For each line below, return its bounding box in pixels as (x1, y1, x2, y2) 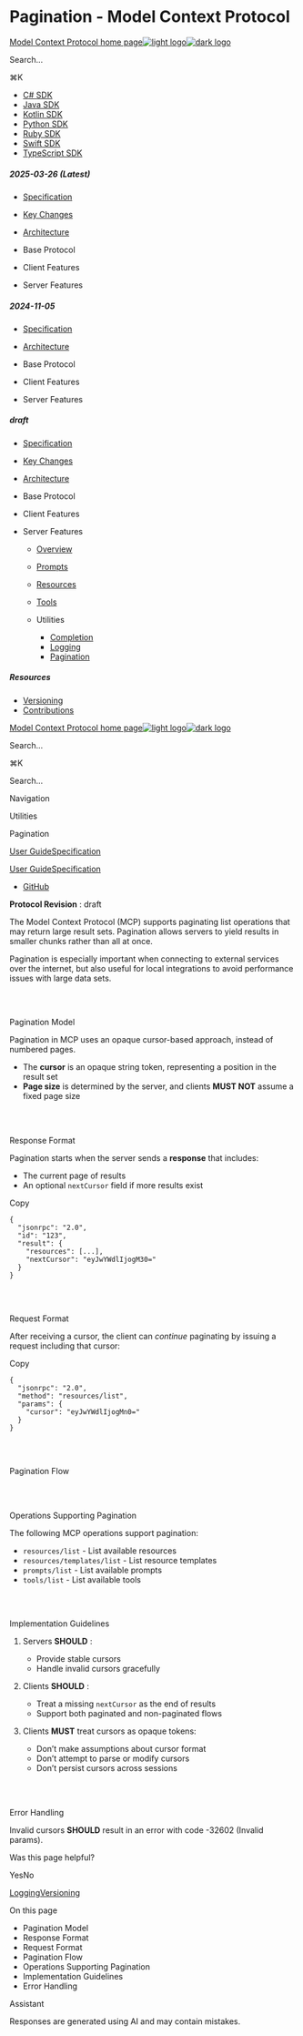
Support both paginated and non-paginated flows (35, 1708, 223, 1719)
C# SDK (22, 89, 53, 100)
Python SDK (22, 118, 68, 129)
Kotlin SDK (22, 108, 64, 119)
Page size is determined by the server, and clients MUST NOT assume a (22, 1081, 294, 1092)
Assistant (9, 1998, 45, 2009)
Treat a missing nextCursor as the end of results (35, 1698, 217, 1709)
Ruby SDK (22, 127, 61, 138)
